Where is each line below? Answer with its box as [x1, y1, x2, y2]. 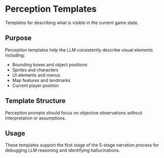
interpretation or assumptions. [5, 115, 66, 121]
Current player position [12, 82, 59, 88]
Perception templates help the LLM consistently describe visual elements [5, 47, 153, 53]
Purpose [5, 34, 32, 42]
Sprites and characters [12, 67, 59, 73]
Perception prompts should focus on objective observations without [5, 109, 142, 116]
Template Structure [5, 97, 66, 105]
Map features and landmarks [12, 77, 71, 83]
